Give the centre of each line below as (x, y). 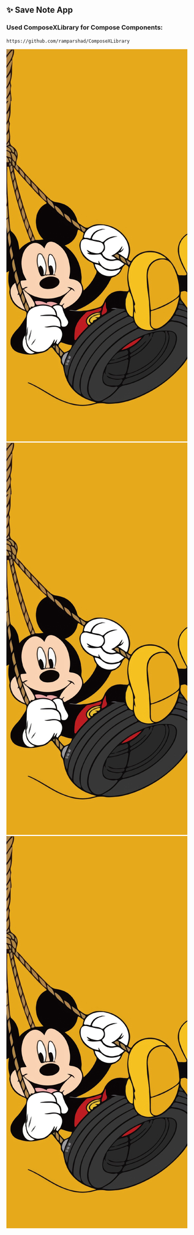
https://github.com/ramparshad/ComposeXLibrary (68, 41)
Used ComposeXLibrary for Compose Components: (85, 28)
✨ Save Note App (40, 10)
